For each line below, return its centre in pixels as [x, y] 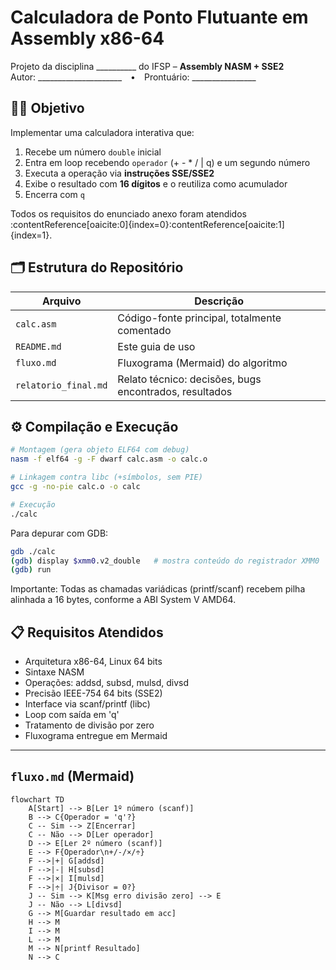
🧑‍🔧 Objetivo [47, 108]
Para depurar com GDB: [59, 533]
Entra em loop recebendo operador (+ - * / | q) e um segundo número [167, 162]
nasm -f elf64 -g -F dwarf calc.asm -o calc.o [109, 459]
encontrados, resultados [175, 391]
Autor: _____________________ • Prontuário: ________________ [133, 77]
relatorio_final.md [61, 385]
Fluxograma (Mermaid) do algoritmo [202, 363]
